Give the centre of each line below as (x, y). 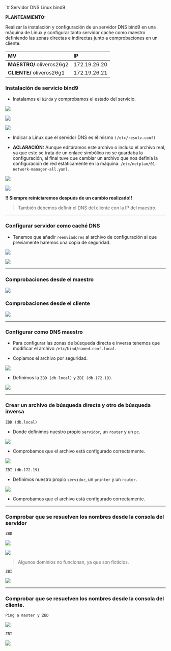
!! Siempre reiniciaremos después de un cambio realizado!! (69, 198)
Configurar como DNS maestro (44, 332)
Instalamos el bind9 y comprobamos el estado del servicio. (74, 99)
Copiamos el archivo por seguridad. (50, 358)
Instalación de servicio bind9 (42, 88)
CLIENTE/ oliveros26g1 (36, 73)
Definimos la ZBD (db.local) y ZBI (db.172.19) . (63, 378)
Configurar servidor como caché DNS (53, 226)
